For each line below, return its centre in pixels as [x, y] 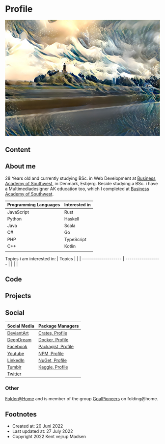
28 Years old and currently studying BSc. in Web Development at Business [80, 178]
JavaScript [18, 212]
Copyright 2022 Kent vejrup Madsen [49, 437]
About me [20, 166]
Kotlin [70, 246]
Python [14, 219]
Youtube [16, 353]
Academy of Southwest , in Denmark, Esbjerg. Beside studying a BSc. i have [82, 183]
